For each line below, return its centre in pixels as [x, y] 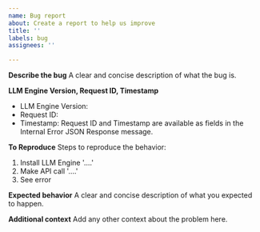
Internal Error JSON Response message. [86, 132]
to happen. [26, 204]
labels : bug [28, 38]
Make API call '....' [49, 171]
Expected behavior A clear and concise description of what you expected [130, 195]
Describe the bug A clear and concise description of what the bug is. [122, 75]
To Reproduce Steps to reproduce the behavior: [87, 147]
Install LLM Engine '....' [57, 163]
